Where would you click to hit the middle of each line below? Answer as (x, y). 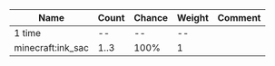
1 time (28, 33)
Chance (151, 18)
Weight (192, 18)
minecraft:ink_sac (51, 47)
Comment (239, 18)
